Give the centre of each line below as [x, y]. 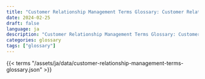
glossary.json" [24, 69]
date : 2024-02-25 [28, 18]
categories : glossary [34, 40]
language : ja [23, 29]
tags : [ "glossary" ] [31, 46]
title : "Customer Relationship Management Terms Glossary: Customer [95, 12]
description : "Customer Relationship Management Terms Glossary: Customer [103, 35]
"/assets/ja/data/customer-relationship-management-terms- [108, 63]
